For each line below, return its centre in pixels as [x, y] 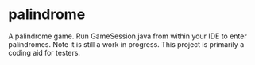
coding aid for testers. [44, 52]
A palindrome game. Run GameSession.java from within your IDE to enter [128, 36]
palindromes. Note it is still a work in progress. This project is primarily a [126, 44]
